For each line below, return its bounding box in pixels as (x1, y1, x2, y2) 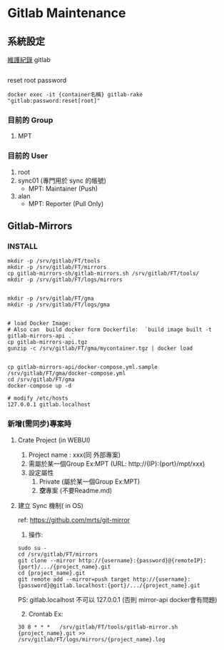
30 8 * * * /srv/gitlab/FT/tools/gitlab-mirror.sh (17, 623, 178, 631)
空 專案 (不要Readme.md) (39, 486, 113, 494)
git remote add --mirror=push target (17, 576, 131, 583)
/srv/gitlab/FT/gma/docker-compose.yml (7, 370, 126, 377)
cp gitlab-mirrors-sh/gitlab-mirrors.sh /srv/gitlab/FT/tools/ (7, 270, 200, 278)
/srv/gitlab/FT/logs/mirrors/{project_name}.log (17, 636, 166, 643)
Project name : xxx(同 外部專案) (28, 450, 121, 459)
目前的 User (7, 151, 49, 161)
